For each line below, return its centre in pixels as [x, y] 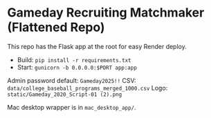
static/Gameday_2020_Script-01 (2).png [65, 95]
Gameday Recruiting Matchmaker [106, 13]
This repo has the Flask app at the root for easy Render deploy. [97, 46]
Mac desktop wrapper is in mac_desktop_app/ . [72, 107]
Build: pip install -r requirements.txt [74, 59]
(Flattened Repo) [56, 27]
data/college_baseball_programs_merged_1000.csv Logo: [88, 88]
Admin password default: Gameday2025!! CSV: [72, 80]
